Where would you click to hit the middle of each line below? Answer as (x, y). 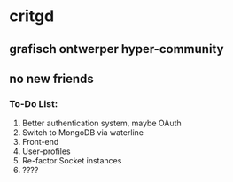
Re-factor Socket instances (72, 161)
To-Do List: (34, 103)
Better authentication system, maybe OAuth (101, 123)
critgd (32, 16)
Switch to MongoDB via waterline (83, 133)
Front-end (40, 142)
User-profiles (46, 151)
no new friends (52, 78)
